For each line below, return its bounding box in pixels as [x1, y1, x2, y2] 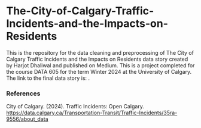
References [6, 89, 41, 98]
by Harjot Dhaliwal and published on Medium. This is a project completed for [6, 61, 195, 69]
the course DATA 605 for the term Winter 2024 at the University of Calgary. [6, 68, 192, 75]
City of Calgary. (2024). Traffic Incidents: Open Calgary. [6, 103, 145, 110]
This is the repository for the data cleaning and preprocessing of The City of [6, 49, 194, 56]
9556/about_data [6, 115, 49, 123]
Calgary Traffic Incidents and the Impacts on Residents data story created [6, 55, 188, 63]
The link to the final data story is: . [6, 74, 90, 82]
